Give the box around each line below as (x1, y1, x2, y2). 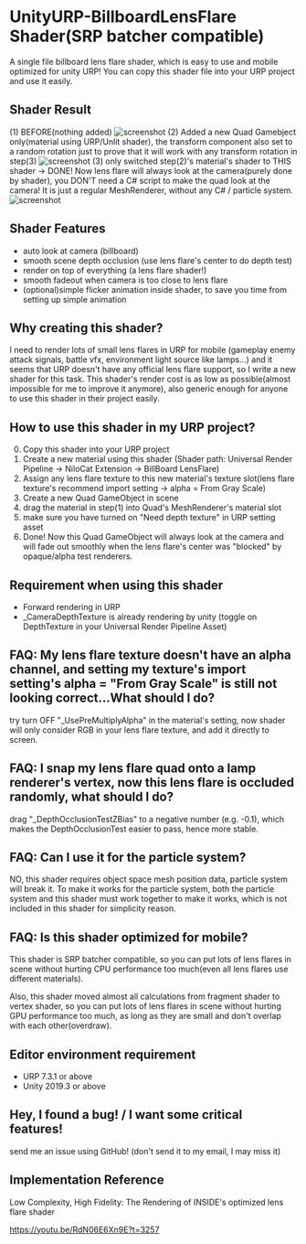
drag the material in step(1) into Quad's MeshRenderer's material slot (22, 502, 282, 513)
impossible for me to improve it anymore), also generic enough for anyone (9, 383, 289, 394)
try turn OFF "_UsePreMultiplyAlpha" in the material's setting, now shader (9, 714, 286, 725)
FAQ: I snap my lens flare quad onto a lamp (9, 761, 257, 777)
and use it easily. (9, 75, 73, 86)
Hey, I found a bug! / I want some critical (9, 1107, 243, 1122)
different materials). (9, 973, 84, 984)
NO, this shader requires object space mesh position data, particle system (9, 874, 289, 885)
